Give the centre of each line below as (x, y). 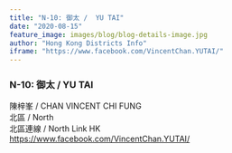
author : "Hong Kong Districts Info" (78, 43)
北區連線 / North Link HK (55, 129)
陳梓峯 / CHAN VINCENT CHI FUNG (75, 106)
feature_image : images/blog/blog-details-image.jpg (108, 34)
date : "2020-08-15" (46, 26)
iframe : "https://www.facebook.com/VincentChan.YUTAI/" (116, 52)
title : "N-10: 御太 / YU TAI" (67, 18)
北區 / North (32, 118)
